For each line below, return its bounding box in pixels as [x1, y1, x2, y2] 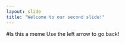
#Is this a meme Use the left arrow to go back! [6, 30, 120, 37]
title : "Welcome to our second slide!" [6, 14, 105, 20]
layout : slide [6, 8, 42, 15]
